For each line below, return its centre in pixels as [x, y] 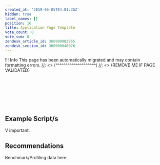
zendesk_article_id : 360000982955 [40, 41]
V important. [18, 130]
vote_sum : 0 [17, 37]
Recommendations [34, 146]
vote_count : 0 [20, 32]
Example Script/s [32, 118]
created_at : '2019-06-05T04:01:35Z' [42, 10]
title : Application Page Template [40, 28]
